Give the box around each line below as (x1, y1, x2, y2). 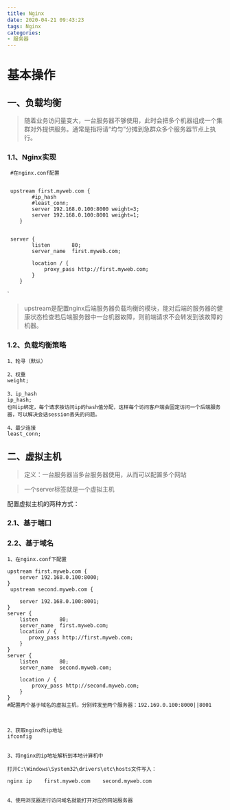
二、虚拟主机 (7, 451, 62, 463)
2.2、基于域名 (7, 538, 54, 548)
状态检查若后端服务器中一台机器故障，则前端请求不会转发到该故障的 (30, 313, 223, 321)
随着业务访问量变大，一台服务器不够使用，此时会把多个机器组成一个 (23, 116, 217, 124)
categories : (7, 29, 41, 36)
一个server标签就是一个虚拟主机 (23, 485, 115, 493)
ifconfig (7, 733, 32, 740)
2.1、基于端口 (7, 518, 52, 528)
